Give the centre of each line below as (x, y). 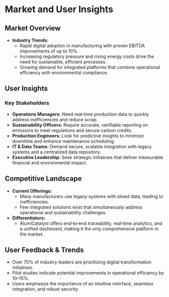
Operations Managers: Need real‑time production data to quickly (80, 114)
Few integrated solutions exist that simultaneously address (81, 207)
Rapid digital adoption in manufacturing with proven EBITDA (82, 46)
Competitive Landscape (43, 179)
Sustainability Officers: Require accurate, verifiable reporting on (80, 125)
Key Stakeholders (27, 103)
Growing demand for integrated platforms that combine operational (90, 67)
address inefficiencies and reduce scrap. (55, 119)
